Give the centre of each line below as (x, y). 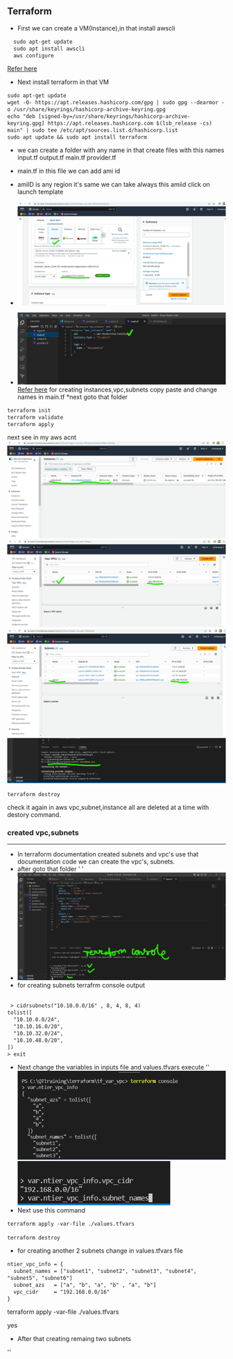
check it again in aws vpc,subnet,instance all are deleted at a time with (108, 807)
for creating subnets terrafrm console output (81, 985)
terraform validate (35, 417)
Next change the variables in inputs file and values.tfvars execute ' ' (113, 1067)
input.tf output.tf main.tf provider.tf (67, 157)
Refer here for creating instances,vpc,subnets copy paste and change (117, 389)
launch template (40, 192)
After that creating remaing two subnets (74, 1339)
